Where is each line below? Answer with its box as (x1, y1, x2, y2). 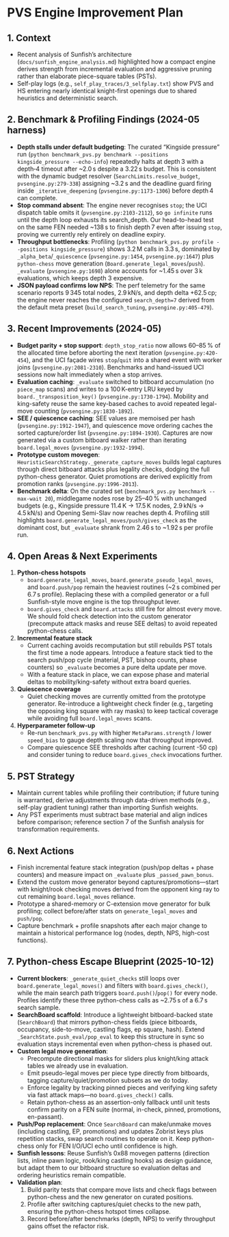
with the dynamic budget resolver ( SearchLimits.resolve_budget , (16, 171, 200, 180)
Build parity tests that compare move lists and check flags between (27, 1185, 217, 1194)
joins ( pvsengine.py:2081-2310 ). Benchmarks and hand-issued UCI (16, 363, 204, 371)
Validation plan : (16, 1178, 63, 1186)
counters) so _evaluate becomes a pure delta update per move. (27, 663, 207, 671)
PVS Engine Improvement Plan (7, 5, 183, 21)
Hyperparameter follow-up (16, 721, 96, 730)
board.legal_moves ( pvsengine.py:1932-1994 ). (16, 443, 145, 451)
